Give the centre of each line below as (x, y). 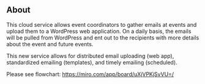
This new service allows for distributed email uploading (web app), (90, 56)
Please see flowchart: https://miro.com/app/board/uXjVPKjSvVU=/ (90, 74)
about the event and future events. (50, 44)
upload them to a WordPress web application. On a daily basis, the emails (99, 31)
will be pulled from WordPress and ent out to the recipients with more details (103, 37)
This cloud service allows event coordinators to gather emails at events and (102, 24)
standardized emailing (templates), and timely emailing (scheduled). (92, 62)
